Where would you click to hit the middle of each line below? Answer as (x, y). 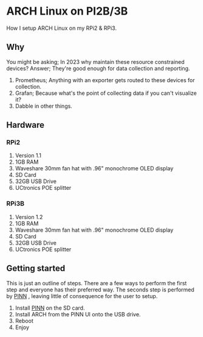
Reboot (24, 321)
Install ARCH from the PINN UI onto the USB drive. (78, 314)
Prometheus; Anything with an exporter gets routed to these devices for (105, 80)
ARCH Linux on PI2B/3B (67, 11)
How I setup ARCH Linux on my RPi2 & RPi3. (62, 28)
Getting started (36, 269)
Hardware (25, 125)
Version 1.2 (29, 217)
